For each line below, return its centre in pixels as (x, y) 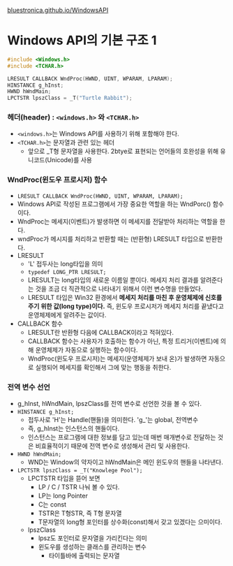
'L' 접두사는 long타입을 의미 (65, 263)
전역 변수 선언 (29, 387)
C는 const (52, 505)
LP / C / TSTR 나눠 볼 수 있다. (79, 487)
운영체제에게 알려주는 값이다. (67, 314)
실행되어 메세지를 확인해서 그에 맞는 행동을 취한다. (103, 367)
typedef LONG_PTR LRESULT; (67, 272)
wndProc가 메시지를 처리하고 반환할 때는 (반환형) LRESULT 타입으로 (111, 239)
